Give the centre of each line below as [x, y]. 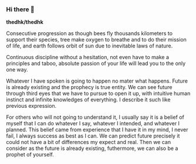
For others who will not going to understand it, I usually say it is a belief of [95, 117]
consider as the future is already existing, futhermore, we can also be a [92, 148]
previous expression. [31, 106]
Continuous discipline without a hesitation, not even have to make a [87, 57]
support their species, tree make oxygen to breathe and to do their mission [96, 40]
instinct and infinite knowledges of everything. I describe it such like [88, 100]
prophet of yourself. [30, 155]
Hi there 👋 [21, 9]
